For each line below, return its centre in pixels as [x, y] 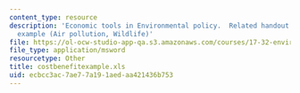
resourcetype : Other [48, 58]
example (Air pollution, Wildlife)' [85, 34]
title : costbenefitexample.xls [67, 67]
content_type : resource [54, 17]
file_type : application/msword [67, 50]
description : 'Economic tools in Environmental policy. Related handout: [151, 26]
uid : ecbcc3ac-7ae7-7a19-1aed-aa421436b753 [92, 75]
